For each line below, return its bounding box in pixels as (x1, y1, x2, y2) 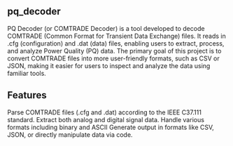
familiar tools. (7, 69, 47, 77)
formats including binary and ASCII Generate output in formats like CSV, (7, 123, 215, 131)
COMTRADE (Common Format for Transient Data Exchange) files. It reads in (7, 32, 226, 40)
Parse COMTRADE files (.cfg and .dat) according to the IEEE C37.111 (7, 108, 202, 117)
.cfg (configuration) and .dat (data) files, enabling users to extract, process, (7, 39, 225, 48)
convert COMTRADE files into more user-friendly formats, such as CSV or (7, 54, 220, 62)
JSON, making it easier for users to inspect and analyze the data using (7, 61, 211, 69)
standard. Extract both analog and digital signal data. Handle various (7, 115, 205, 124)
